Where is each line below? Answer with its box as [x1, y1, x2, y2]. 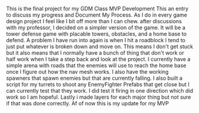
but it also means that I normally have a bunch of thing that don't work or [6, 49, 185, 56]
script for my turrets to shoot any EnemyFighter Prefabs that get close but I [6, 81, 190, 88]
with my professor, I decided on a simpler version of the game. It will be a [6, 24, 186, 31]
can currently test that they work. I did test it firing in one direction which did [6, 87, 194, 94]
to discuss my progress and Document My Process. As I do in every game [6, 11, 187, 18]
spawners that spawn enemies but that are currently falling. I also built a [6, 74, 183, 81]
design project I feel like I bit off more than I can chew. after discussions [6, 18, 182, 24]
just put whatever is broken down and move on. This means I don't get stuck [6, 43, 193, 50]
